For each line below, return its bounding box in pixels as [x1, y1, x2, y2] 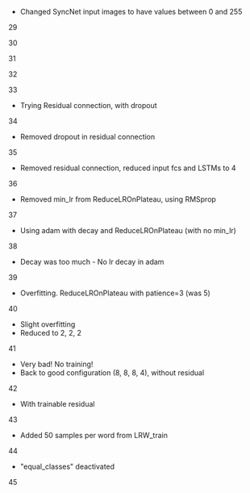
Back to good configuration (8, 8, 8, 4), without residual [19, 368, 205, 378]
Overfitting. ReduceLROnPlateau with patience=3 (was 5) [19, 288, 211, 298]
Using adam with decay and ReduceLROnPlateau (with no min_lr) [19, 226, 236, 235]
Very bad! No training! [19, 359, 94, 369]
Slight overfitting [19, 320, 76, 329]
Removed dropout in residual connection [19, 132, 156, 141]
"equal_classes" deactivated [19, 462, 115, 471]
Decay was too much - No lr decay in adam [19, 257, 165, 266]
